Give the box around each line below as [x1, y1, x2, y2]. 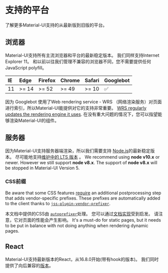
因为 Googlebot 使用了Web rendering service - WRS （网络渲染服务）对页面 [5, 98, 162, 105]
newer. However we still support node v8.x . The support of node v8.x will [5, 159, 157, 165]
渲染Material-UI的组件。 [9, 117, 59, 123]
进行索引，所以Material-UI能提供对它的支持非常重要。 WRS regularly [5, 105, 146, 111]
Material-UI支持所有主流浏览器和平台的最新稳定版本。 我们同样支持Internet [5, 52, 159, 58]
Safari [84, 77, 99, 84]
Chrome [60, 77, 80, 84]
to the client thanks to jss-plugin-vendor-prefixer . [5, 200, 111, 206]
